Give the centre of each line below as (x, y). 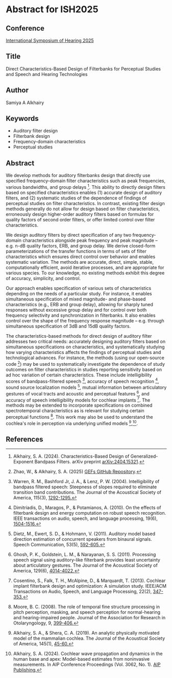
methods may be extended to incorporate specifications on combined (79, 405)
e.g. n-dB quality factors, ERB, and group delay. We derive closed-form (81, 245)
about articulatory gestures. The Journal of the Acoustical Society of (85, 565)
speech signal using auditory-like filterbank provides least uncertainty (87, 560)
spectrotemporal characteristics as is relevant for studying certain (75, 411)
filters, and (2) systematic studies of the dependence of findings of (76, 198)
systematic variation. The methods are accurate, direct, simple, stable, (80, 262)
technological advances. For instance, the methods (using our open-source (85, 358)
